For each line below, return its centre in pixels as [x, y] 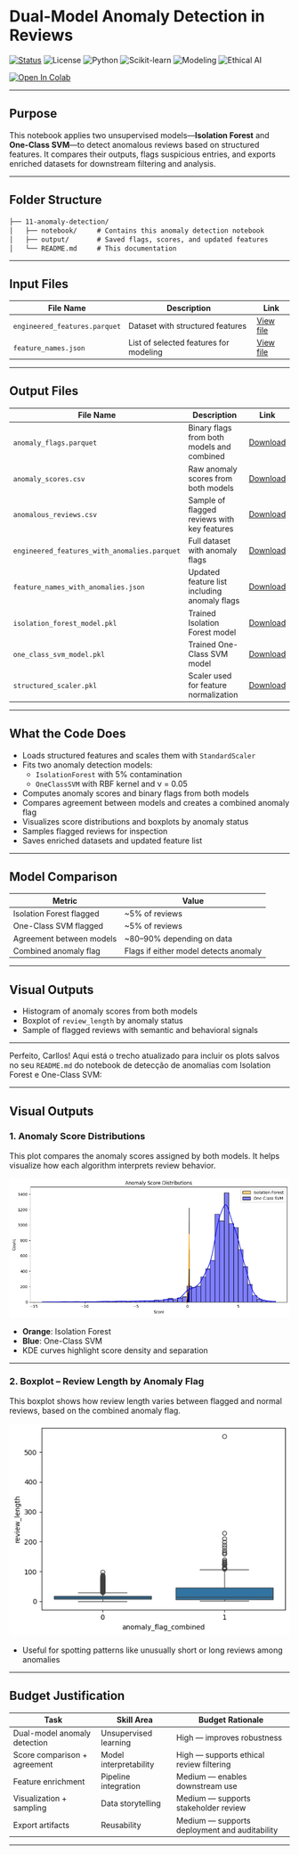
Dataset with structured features [188, 325]
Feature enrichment [49, 1781]
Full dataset [210, 541]
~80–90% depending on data [178, 939]
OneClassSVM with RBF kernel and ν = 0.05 [112, 784]
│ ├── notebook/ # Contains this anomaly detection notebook [137, 230]
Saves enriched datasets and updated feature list [112, 841]
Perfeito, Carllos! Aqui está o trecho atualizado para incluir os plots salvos [145, 1056]
